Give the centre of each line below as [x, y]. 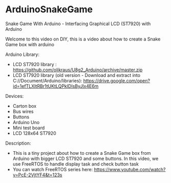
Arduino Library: [22, 54]
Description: [18, 143]
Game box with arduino [30, 44]
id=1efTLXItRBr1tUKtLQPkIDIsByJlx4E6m [56, 86]
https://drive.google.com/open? [116, 80]
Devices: [15, 96]
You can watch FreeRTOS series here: [53, 169]
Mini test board [29, 128]
